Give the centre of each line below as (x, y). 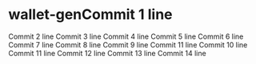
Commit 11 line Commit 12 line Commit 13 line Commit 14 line (107, 53)
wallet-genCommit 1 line (90, 15)
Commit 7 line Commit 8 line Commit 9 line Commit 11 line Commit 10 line (128, 44)
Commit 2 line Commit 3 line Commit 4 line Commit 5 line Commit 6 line (126, 36)
